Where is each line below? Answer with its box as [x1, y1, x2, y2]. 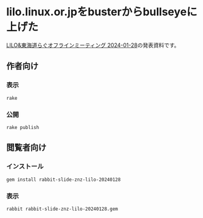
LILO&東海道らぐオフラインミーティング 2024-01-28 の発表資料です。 [6, 41, 180, 49]
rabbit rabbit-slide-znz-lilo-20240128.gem [6, 206, 119, 212]
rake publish [6, 124, 40, 130]
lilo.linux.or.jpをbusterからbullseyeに [6, 5, 198, 19]
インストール [6, 162, 44, 171]
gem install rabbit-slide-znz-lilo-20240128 [6, 177, 121, 183]
